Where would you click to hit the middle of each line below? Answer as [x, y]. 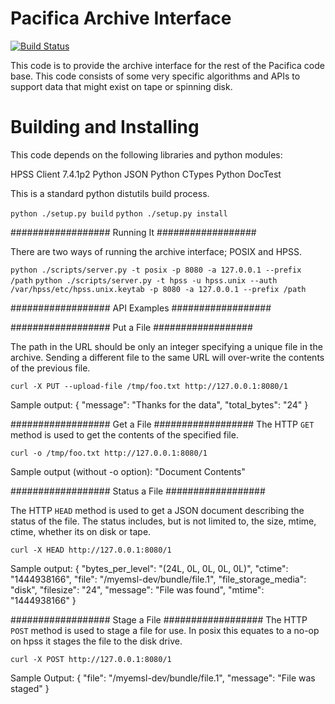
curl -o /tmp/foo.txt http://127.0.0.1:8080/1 [109, 453]
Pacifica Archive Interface [121, 18]
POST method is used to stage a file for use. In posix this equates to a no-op [165, 630]
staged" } [30, 688]
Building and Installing [105, 127]
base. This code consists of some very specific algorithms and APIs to [155, 76]
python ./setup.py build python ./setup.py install [119, 213]
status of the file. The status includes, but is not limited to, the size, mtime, [163, 521]
